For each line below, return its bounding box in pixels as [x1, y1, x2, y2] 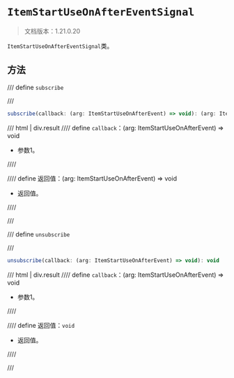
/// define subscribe [7, 83, 64, 91]
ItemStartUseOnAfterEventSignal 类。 [7, 41, 114, 50]
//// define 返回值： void [7, 321, 75, 329]
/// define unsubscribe [7, 229, 70, 239]
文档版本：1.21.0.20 [24, 27, 81, 35]
